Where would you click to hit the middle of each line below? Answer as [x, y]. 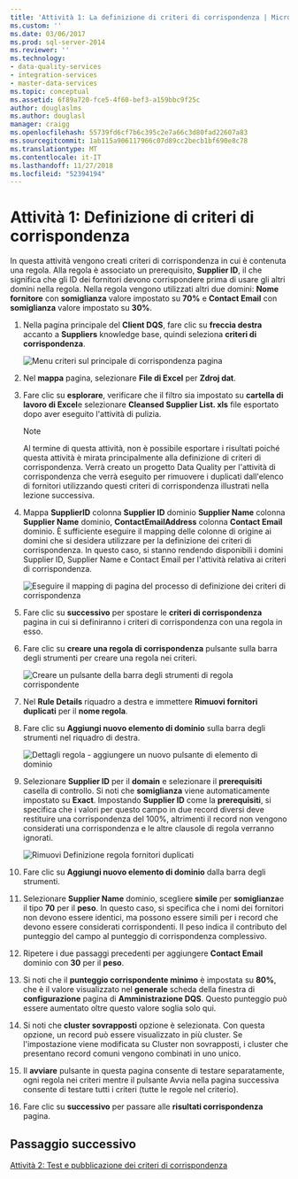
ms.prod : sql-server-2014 [57, 42]
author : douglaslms [46, 108]
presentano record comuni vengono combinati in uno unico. [132, 1053]
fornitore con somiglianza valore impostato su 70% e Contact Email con [144, 298]
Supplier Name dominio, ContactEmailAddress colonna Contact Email [153, 522]
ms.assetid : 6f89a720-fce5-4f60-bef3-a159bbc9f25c [105, 100]
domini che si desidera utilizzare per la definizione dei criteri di [137, 541]
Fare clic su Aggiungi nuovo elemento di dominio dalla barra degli [144, 872]
